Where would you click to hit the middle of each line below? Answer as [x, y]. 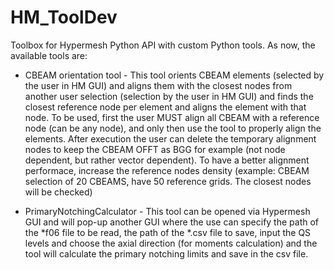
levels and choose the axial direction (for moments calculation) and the [171, 243]
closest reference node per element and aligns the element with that [165, 107]
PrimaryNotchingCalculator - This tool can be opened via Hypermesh [167, 211]
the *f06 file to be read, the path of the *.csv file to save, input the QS [168, 232]
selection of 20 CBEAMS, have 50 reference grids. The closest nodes [168, 181]
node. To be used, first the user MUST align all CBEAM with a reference [172, 117]
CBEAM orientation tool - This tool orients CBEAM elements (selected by [174, 75]
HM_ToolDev [64, 17]
